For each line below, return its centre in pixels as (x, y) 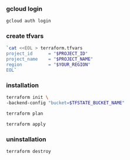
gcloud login (24, 9)
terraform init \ (27, 98)
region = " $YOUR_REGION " (49, 65)
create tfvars (25, 36)
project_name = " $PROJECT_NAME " (50, 59)
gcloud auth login (29, 21)
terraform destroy (29, 151)
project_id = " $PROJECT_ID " (47, 54)
